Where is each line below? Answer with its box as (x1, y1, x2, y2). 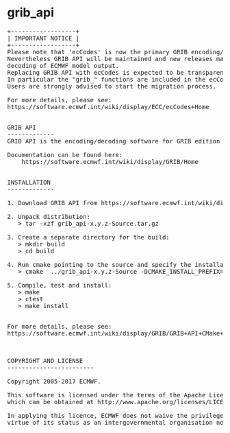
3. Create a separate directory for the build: (7, 233, 170, 241)
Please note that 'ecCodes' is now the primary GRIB (7, 48, 188, 56)
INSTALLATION (7, 178, 51, 186)
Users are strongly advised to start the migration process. (7, 82, 217, 90)
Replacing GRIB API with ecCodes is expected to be (7, 69, 185, 76)
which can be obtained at (7, 398, 94, 406)
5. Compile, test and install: (7, 281, 112, 289)
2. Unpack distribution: (7, 213, 90, 220)
